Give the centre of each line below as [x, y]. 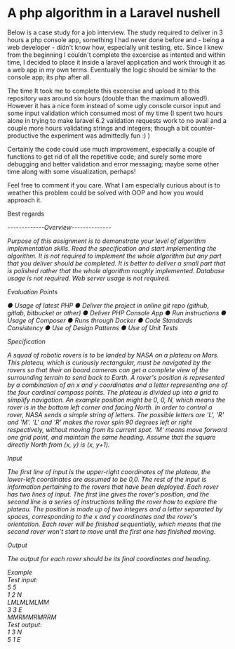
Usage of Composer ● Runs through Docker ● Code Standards [100, 320]
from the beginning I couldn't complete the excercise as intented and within [116, 55]
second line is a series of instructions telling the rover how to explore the [112, 501]
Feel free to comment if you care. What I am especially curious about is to [114, 185]
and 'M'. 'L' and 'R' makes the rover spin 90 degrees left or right [100, 422]
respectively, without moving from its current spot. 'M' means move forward [117, 429]
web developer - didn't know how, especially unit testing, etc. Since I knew [115, 47]
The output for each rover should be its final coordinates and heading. [109, 558]
